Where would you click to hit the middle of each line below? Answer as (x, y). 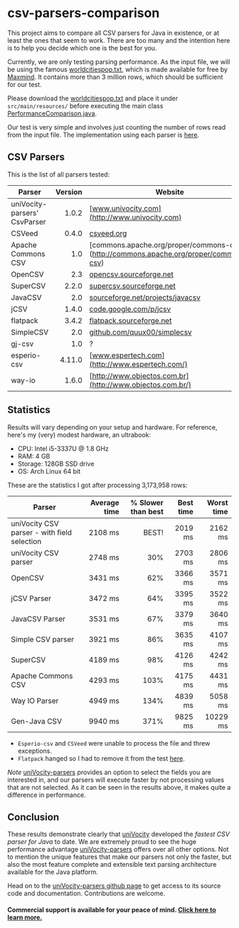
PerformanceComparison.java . (52, 113)
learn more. (25, 917)
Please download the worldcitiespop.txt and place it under (93, 98)
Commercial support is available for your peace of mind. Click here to (112, 909)
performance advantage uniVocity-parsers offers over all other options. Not (118, 850)
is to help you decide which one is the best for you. (82, 48)
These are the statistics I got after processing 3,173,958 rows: (97, 485)
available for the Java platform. (53, 872)
